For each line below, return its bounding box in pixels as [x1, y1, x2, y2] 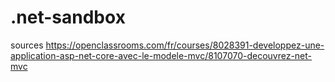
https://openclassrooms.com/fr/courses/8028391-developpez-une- [45, 39, 325, 51]
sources [10, 39, 44, 51]
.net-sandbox [10, 6, 126, 29]
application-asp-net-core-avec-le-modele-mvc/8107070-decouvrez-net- [10, 49, 313, 61]
